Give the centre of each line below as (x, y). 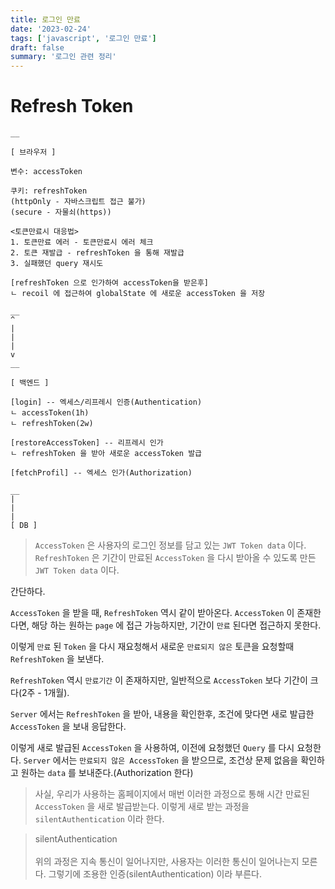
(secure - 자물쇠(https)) (61, 212)
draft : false (37, 47)
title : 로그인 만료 (45, 19)
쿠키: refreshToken (49, 191)
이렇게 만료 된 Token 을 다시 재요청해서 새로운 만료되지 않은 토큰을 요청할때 (152, 647)
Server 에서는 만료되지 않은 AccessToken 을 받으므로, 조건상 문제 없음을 (161, 760)
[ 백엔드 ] (30, 383)
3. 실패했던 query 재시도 (57, 264)
